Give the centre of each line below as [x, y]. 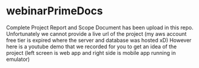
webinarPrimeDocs [54, 11]
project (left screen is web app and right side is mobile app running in [91, 52]
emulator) [18, 59]
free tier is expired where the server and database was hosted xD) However [99, 40]
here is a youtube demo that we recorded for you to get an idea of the [91, 47]
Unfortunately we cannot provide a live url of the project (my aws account [97, 33]
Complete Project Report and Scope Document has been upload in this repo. [100, 27]
